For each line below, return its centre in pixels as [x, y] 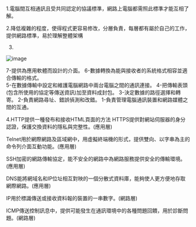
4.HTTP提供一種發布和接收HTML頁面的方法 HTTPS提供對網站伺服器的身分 [96, 119]
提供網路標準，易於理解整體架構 [44, 36]
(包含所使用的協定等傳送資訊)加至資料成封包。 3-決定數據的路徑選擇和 [91, 92]
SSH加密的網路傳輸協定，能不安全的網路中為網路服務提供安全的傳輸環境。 [96, 159]
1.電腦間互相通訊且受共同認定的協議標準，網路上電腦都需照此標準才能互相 [95, 8]
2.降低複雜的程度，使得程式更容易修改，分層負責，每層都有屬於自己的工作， [98, 28]
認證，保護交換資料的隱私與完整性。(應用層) [59, 127]
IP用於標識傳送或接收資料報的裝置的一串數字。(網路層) [72, 198]
